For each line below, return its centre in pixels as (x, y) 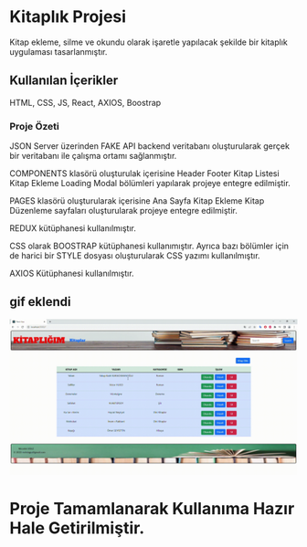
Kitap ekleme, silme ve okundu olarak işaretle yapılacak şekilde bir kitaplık (148, 42)
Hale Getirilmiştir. (77, 528)
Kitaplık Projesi (68, 17)
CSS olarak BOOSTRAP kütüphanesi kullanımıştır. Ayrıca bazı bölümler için (149, 246)
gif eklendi (40, 302)
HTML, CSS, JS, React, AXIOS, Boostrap (85, 102)
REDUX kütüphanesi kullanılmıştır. (73, 228)
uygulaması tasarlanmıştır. (58, 51)
